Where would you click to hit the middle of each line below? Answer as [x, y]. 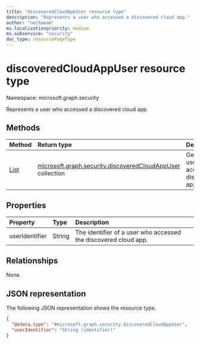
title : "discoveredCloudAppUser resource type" [66, 12]
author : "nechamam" [30, 23]
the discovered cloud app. [112, 239]
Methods [23, 128]
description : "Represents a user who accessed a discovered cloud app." [98, 17]
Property [22, 222]
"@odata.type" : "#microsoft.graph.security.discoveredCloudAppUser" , [99, 324]
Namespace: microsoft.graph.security [53, 97]
